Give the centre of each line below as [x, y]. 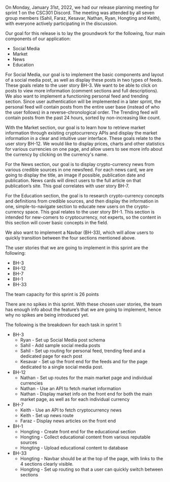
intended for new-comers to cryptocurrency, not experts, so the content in [83, 217]
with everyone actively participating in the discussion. [61, 23]
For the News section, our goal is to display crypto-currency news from [80, 164]
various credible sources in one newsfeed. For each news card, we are [79, 170]
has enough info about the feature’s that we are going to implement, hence [83, 309]
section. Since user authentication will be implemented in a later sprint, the [83, 101]
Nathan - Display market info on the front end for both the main [86, 394]
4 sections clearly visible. [47, 464]
